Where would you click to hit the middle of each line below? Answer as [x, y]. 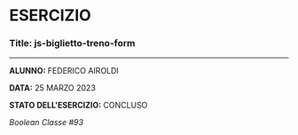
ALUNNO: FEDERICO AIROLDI [64, 71]
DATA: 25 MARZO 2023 [52, 88]
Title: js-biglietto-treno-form [72, 44]
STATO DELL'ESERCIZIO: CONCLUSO [78, 105]
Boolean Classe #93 [47, 123]
